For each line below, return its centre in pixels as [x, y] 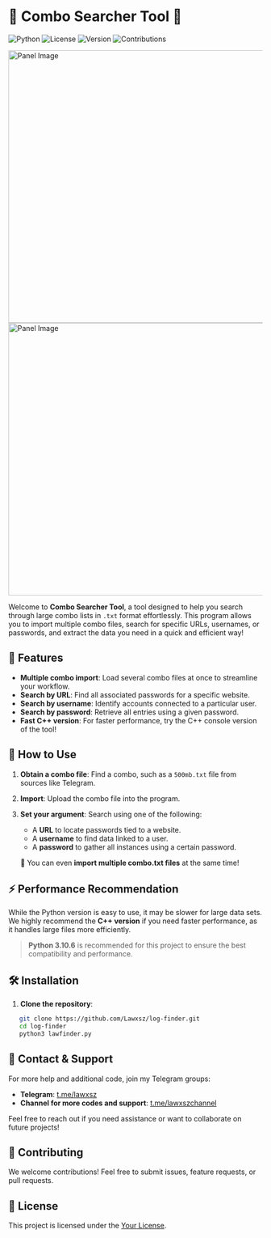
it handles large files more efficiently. [70, 930]
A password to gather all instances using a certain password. [134, 847]
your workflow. [45, 686]
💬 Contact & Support [61, 1059]
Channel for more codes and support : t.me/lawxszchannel [118, 1103]
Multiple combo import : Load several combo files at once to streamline [139, 677]
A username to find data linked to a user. [100, 838]
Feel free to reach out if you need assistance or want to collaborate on [125, 1118]
